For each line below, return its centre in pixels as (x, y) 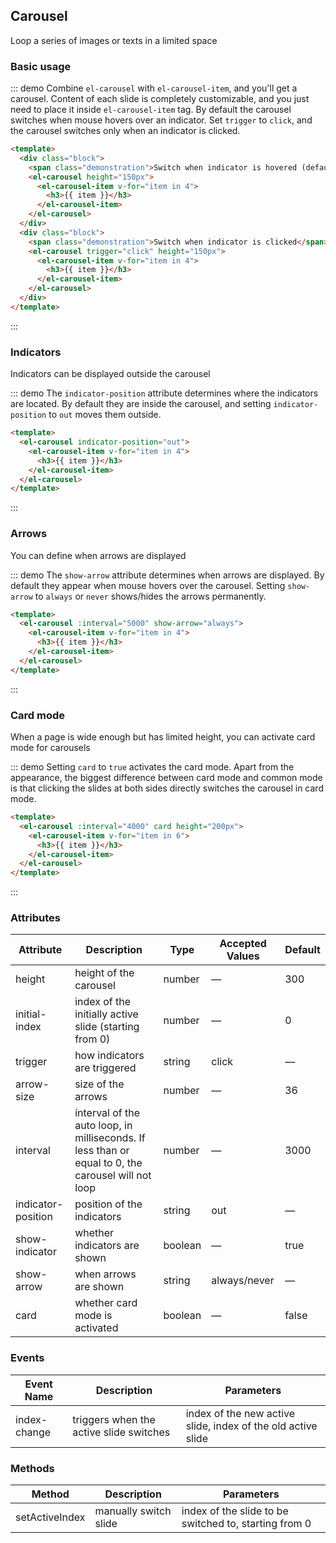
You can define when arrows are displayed (98, 555)
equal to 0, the (108, 1163)
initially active (106, 1014)
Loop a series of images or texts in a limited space (114, 40)
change (33, 1432)
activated (96, 1328)
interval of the (107, 1113)
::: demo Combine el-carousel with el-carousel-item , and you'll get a (154, 88)
